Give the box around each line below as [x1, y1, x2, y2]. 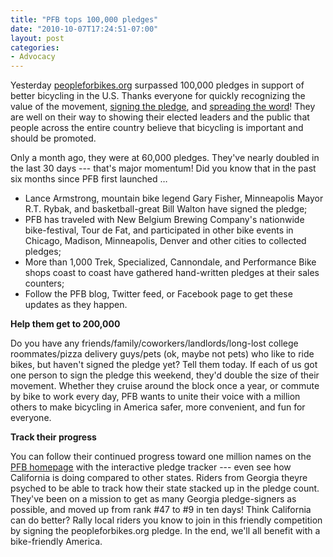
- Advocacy [10, 52, 56, 62]
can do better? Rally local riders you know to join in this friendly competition [10, 514, 323, 526]
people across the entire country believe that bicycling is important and [10, 122, 304, 134]
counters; [24, 277, 65, 290]
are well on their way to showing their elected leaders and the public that [10, 111, 310, 123]
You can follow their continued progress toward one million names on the [10, 451, 312, 463]
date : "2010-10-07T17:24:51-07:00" [10, 24, 159, 34]
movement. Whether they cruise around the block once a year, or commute [10, 380, 320, 392]
